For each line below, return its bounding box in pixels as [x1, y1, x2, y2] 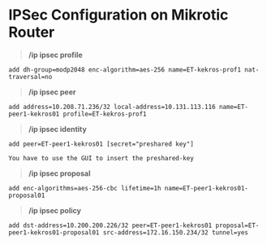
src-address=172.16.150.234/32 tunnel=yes [102, 228, 249, 237]
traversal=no [8, 72, 53, 81]
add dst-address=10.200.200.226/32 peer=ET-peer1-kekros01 [8, 221, 213, 230]
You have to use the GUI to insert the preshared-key [8, 154, 195, 162]
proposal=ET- [215, 221, 260, 230]
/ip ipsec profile [28, 50, 83, 59]
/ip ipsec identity [28, 124, 87, 133]
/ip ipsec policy [28, 205, 81, 215]
